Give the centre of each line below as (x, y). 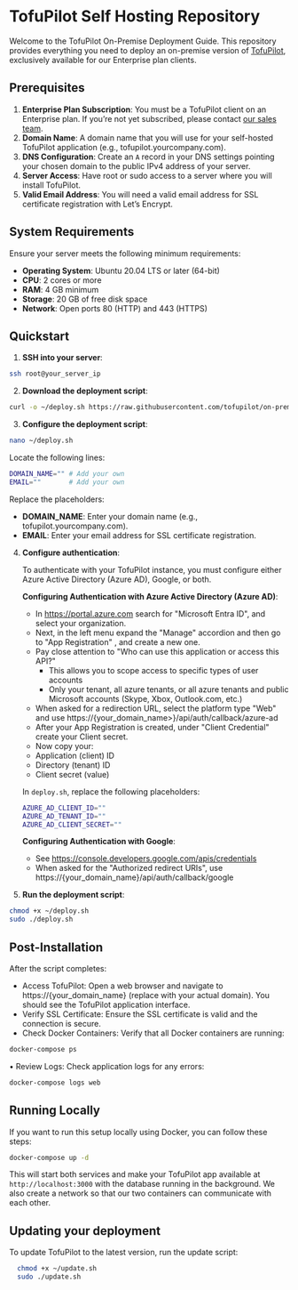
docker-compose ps (43, 1049)
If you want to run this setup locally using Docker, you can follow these (138, 1132)
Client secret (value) (72, 774)
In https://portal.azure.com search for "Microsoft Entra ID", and (150, 613)
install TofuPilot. (51, 185)
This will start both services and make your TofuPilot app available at (135, 1174)
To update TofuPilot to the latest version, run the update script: (124, 1253)
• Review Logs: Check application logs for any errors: (107, 1066)
